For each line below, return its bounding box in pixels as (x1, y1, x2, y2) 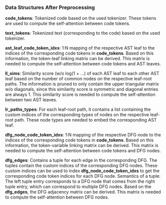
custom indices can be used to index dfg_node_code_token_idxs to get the (5, 168, 160, 174)
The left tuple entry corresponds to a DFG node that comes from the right (5, 178, 155, 185)
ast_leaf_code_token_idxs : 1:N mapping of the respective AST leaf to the (5, 45, 155, 51)
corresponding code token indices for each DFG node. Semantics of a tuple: (5, 173, 161, 179)
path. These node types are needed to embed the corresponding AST (14, 117, 157, 123)
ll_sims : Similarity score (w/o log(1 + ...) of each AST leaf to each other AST (5, 70, 160, 76)
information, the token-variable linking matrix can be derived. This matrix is (5, 142, 159, 148)
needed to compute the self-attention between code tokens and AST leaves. (5, 61, 161, 67)
